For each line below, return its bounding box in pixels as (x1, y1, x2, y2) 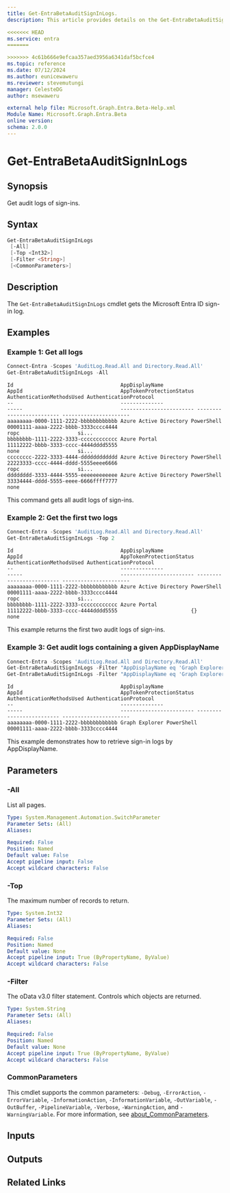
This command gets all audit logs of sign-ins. (7, 496, 134, 505)
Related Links (7, 1177, 66, 1188)
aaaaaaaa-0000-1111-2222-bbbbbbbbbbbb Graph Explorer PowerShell (7, 719, 197, 726)
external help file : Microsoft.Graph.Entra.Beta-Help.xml (7, 104, 176, 112)
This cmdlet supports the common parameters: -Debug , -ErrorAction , (7, 1088, 202, 1096)
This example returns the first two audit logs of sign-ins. (7, 625, 166, 634)
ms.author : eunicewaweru (7, 73, 78, 80)
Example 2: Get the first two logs (7, 513, 118, 522)
